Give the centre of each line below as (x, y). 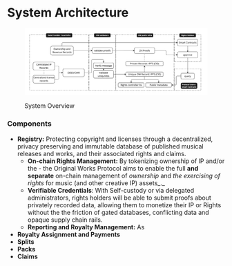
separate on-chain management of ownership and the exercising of (124, 175)
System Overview (49, 106)
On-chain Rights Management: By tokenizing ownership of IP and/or (126, 161)
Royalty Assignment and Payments (69, 234)
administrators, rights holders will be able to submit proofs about (119, 198)
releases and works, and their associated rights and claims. (101, 153)
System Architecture (68, 13)
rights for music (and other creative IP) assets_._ (96, 183)
